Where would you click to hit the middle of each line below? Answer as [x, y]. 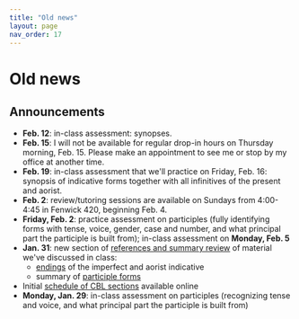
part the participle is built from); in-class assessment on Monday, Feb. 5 [156, 238]
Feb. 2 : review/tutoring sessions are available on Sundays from [139, 200]
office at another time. [63, 162]
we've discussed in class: [70, 258]
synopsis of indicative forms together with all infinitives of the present [151, 182]
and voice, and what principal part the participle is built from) [135, 306]
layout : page [34, 26]
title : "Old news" [44, 18]
